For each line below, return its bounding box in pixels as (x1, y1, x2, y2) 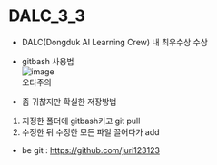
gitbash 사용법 (21, 55, 74, 66)
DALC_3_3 (8, 5, 85, 26)
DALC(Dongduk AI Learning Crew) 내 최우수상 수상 (21, 36, 208, 47)
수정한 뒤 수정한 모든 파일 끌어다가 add (21, 126, 160, 137)
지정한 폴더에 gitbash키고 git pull (21, 115, 141, 126)
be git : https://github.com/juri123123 (21, 144, 161, 155)
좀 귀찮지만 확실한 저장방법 (21, 96, 117, 107)
